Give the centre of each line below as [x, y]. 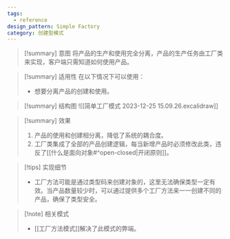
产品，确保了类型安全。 [67, 199]
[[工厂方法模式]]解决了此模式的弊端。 [87, 229]
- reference [31, 20]
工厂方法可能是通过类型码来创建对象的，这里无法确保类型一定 [122, 182]
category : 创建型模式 [35, 33]
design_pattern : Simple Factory [53, 26]
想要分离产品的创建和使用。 [74, 91]
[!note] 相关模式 [46, 214]
